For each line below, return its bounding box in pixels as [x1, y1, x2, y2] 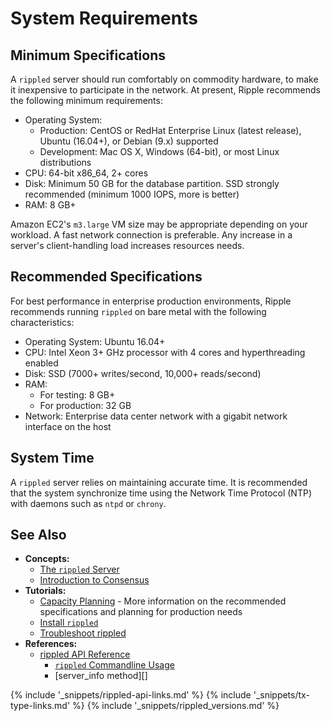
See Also [10, 527, 67, 544]
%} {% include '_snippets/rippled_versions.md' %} [72, 700, 280, 712]
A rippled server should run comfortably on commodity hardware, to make [10, 73, 319, 85]
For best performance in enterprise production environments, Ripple [10, 295, 292, 307]
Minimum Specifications [10, 47, 167, 64]
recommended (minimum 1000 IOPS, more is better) [24, 188, 240, 200]
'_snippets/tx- [253, 689, 310, 701]
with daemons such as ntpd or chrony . [10, 497, 167, 509]
